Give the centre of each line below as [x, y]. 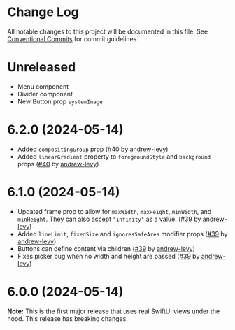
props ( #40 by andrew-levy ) [58, 164]
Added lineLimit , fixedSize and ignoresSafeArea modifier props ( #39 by [122, 234]
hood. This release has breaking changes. [67, 318]
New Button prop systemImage [60, 101]
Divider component [45, 94]
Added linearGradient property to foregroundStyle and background [114, 156]
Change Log [43, 12]
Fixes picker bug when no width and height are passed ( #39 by [108, 256]
